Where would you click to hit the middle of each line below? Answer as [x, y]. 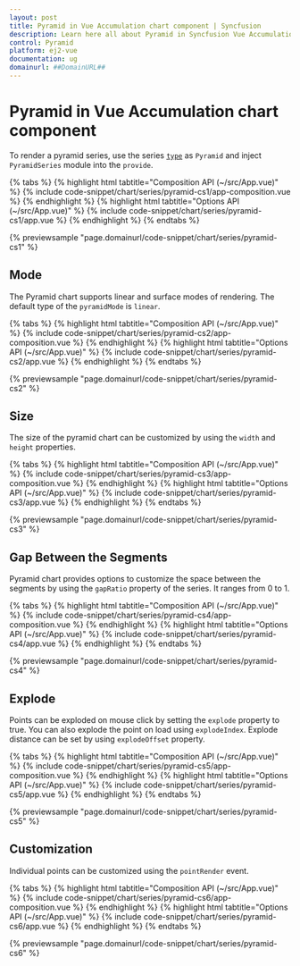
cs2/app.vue [33, 361]
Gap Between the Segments [88, 557]
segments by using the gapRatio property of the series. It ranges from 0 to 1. [150, 588]
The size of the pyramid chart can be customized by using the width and [142, 438]
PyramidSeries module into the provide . [81, 164]
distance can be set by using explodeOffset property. [107, 739]
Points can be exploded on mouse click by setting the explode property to [144, 720]
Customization [51, 849]
